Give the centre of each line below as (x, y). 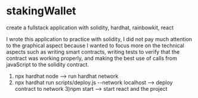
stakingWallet (41, 11)
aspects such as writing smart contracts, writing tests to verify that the (93, 51)
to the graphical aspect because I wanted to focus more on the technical (95, 45)
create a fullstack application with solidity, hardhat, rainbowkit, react (90, 27)
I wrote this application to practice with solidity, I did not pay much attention (99, 39)
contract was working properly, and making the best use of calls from (92, 58)
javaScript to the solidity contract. (48, 65)
